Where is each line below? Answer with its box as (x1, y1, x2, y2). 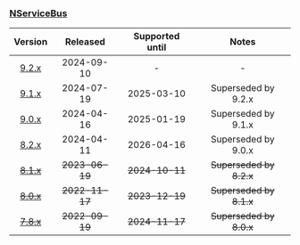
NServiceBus (9, 7, 68, 20)
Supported (133, 30, 180, 43)
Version (13, 36, 48, 48)
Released (64, 36, 105, 48)
